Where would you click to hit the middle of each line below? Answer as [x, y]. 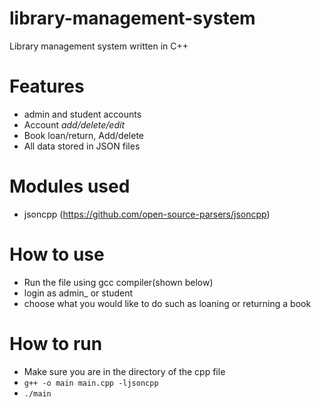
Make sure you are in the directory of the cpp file [124, 371]
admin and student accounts [82, 114]
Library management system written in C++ [99, 46]
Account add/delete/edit [74, 124]
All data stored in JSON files [82, 146]
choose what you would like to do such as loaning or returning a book [167, 303]
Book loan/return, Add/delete [83, 135]
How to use [57, 254]
